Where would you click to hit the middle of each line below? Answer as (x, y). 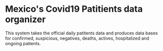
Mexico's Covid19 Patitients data (74, 9)
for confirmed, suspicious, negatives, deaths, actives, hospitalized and (77, 38)
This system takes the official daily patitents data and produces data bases (81, 33)
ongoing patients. (23, 43)
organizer (26, 19)
